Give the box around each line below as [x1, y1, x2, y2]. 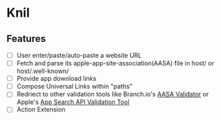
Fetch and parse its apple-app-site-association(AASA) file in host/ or [16, 59, 214, 68]
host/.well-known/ [16, 67, 69, 75]
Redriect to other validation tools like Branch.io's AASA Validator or [16, 90, 209, 98]
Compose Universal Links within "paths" [16, 82, 133, 91]
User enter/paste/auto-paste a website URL [16, 51, 142, 59]
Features [6, 33, 46, 45]
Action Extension [16, 105, 66, 114]
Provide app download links [16, 75, 97, 83]
